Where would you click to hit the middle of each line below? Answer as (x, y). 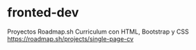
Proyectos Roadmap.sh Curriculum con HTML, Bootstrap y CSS (98, 32)
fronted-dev (43, 13)
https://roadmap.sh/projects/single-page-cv (71, 38)
